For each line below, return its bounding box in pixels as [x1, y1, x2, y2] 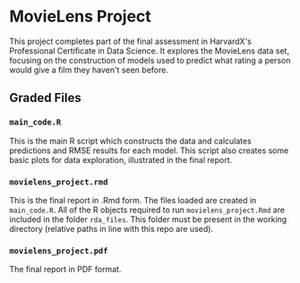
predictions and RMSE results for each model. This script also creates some [9, 145, 289, 156]
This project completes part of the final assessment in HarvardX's [9, 36, 253, 47]
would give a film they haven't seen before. [9, 64, 168, 75]
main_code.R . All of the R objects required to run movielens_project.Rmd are [9, 204, 285, 215]
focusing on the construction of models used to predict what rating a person [9, 55, 291, 65]
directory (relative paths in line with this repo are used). [9, 223, 213, 234]
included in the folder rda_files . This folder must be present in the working [9, 213, 287, 225]
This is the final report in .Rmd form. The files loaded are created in [9, 194, 257, 205]
